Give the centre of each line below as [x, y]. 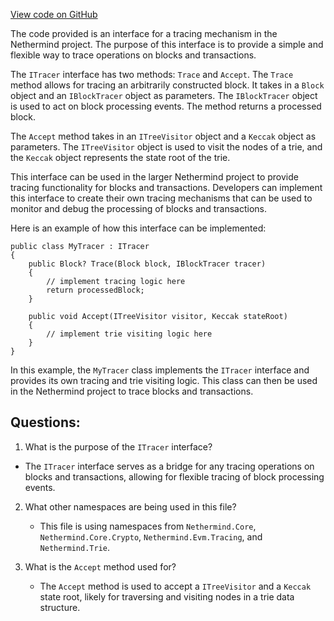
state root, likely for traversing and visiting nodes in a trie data [167, 596]
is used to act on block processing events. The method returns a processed [166, 106]
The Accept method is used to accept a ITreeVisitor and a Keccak [175, 586]
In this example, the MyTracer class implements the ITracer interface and [160, 370]
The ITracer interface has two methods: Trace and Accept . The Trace [152, 74]
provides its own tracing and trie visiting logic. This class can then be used [164, 380]
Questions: [45, 422]
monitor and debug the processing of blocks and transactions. [139, 208]
